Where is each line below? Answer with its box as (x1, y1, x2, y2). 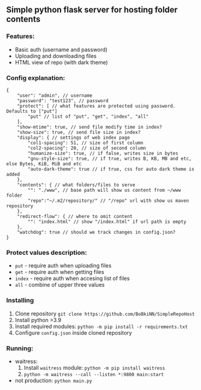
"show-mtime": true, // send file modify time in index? (17, 124, 163, 130)
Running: (6, 344, 34, 352)
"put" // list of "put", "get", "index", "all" (28, 114, 149, 120)
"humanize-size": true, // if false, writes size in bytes (28, 150, 179, 156)
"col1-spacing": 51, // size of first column (28, 139, 144, 146)
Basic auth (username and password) (14, 46, 108, 53)
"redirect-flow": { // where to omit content (17, 213, 133, 219)
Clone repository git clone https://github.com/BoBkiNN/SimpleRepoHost (14, 309, 195, 317)
